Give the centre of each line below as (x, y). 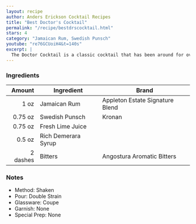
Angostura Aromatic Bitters (139, 156)
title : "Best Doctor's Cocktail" (47, 22)
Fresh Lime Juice (63, 126)
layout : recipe (24, 11)
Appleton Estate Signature (138, 100)
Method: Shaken (34, 190)
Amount (23, 90)
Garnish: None (32, 209)
